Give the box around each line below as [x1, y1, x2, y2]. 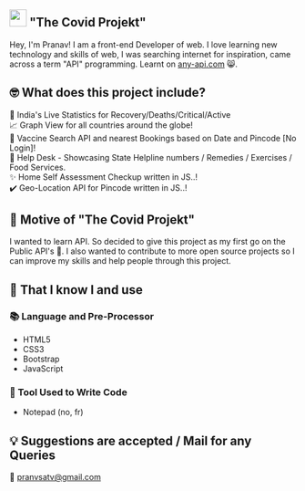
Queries [9, 447, 56, 463]
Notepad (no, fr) [22, 407, 84, 418]
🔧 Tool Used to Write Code [9, 386, 127, 399]
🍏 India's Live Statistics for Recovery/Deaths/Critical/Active [9, 109, 231, 120]
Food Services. [9, 162, 66, 172]
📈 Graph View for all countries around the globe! [9, 120, 193, 131]
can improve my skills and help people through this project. [9, 256, 232, 266]
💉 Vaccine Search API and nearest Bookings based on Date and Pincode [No [9, 132, 297, 143]
